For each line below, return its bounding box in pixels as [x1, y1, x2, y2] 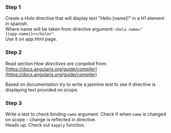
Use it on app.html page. [5, 36, 58, 42]
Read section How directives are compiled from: [5, 60, 107, 66]
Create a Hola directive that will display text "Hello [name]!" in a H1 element [5, 15, 165, 21]
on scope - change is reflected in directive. [5, 116, 97, 122]
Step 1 [5, 4, 21, 11]
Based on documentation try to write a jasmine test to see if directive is [5, 81, 156, 87]
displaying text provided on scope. [5, 86, 79, 93]
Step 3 [5, 99, 22, 106]
